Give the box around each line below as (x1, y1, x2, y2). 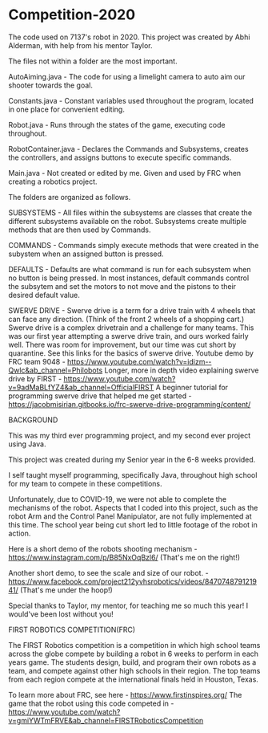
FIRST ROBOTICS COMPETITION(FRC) (8, 625, 136, 634)
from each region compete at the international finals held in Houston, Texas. (8, 674, 258, 684)
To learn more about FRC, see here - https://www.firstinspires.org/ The (8, 690, 242, 699)
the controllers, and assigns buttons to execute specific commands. (8, 153, 232, 162)
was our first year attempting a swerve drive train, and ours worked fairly (8, 331, 250, 340)
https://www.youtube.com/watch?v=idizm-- (66, 356, 212, 366)
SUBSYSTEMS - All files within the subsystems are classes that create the (8, 207, 253, 218)
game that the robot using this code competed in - (8, 698, 174, 708)
